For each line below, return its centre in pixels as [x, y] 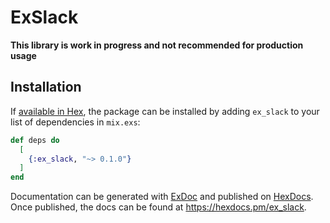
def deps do [35, 140]
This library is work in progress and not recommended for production [157, 45]
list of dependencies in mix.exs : [75, 122]
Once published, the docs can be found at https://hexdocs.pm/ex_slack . [158, 207]
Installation [46, 87]
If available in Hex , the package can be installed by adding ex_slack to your [165, 111]
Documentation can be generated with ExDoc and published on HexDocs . [162, 197]
